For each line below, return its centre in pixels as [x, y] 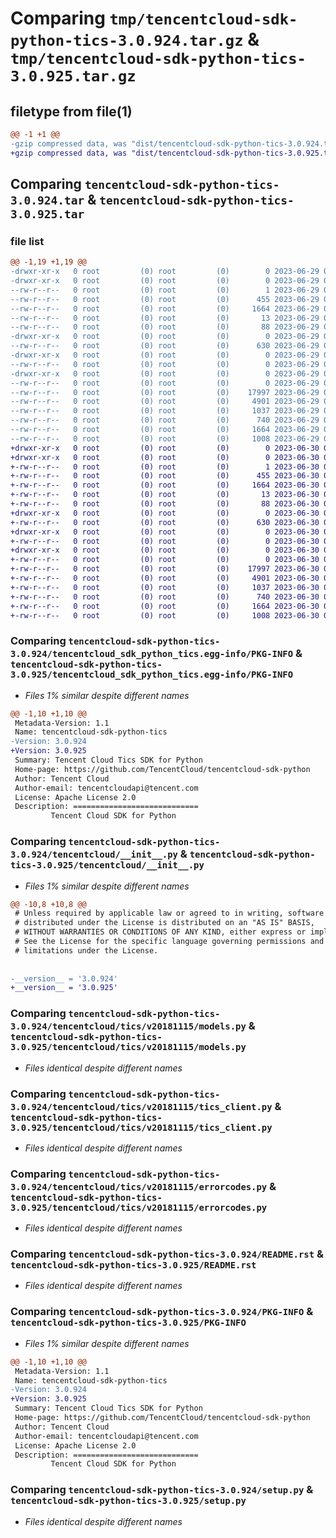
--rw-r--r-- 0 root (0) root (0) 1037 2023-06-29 [165, 411]
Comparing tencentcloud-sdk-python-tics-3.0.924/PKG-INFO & [162, 1312]
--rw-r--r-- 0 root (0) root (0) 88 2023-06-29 [165, 327]
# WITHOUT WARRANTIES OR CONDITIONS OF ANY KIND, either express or [160, 932]
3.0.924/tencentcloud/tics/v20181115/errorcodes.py [139, 1186]
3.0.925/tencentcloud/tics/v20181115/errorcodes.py [139, 1207]
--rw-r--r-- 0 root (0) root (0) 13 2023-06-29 [165, 318]
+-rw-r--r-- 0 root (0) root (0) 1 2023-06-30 [165, 467]
